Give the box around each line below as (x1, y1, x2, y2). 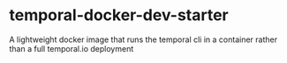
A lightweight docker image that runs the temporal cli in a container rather (9, 34, 278, 45)
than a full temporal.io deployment (9, 43, 134, 53)
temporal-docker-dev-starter (9, 5, 230, 25)
